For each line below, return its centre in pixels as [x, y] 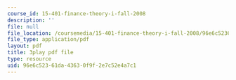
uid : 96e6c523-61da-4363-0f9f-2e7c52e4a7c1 [72, 65]
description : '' [31, 20]
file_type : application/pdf [48, 40]
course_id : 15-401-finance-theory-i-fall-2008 [77, 14]
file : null [23, 26]
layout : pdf [25, 46]
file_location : [29, 33]
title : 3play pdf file [40, 53]
